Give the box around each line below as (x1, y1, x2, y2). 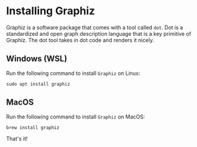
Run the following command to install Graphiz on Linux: (6, 70, 141, 77)
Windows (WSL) (6, 54, 68, 64)
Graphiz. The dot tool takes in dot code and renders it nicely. (6, 36, 154, 43)
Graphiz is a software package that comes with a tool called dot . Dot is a (6, 24, 183, 31)
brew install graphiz (6, 124, 60, 130)
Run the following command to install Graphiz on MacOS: (6, 113, 145, 120)
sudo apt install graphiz (6, 81, 70, 87)
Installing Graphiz (6, 4, 96, 18)
